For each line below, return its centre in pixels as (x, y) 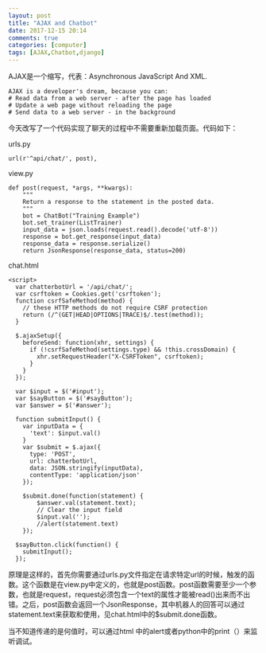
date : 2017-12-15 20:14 (48, 30)
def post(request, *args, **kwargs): (71, 188)
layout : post (30, 16)
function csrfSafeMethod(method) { (74, 301)
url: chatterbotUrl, (63, 461)
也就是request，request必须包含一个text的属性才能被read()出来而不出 (136, 594)
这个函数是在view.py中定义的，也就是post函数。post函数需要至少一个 (136, 585)
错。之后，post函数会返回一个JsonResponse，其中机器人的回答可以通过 (127, 604)
